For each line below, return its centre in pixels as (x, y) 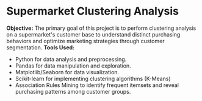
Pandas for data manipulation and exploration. (73, 66)
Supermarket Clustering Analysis (92, 11)
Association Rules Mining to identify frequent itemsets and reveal (97, 85)
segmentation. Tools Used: (41, 47)
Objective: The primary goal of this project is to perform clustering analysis (101, 28)
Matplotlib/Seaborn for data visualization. (67, 72)
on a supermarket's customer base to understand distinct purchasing (93, 34)
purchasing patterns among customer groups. (73, 91)
